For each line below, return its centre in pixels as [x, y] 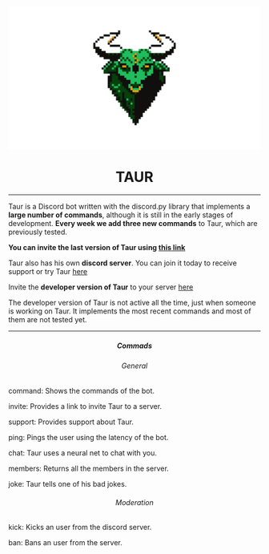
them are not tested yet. [48, 320]
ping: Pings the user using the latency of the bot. [88, 438]
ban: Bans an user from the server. [65, 543]
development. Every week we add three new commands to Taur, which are [133, 224]
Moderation [134, 502]
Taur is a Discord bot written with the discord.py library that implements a [129, 207]
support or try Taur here [48, 272]
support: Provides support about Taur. [71, 422]
